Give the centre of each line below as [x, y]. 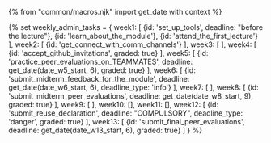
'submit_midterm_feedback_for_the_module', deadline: [99, 79]
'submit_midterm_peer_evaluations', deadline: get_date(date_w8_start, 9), [131, 96]
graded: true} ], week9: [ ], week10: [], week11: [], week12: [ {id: [114, 105]
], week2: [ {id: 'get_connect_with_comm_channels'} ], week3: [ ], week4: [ [133, 44]
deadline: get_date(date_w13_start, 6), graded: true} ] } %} [106, 130]
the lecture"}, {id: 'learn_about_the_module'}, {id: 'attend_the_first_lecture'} [133, 36]
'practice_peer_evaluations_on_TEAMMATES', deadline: [101, 61]
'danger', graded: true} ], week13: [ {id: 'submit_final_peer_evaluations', [127, 122]
